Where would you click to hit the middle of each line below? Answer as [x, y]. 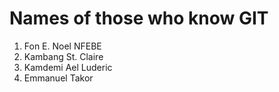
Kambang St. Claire [63, 56]
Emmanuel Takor [58, 78]
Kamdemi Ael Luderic [68, 67]
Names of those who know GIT [139, 18]
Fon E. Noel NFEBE [62, 46]
